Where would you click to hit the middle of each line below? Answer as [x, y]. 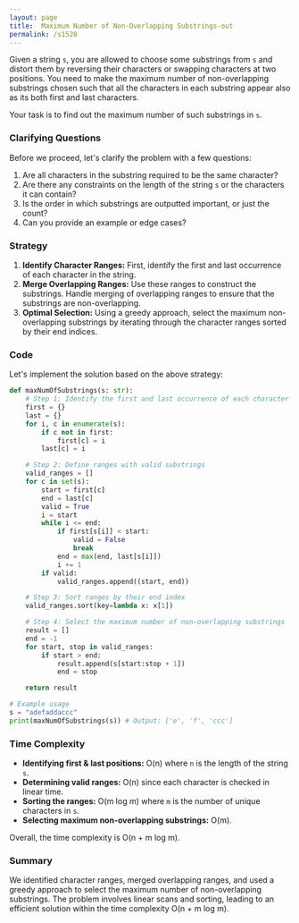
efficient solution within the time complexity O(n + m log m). [119, 909]
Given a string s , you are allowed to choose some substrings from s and [141, 60]
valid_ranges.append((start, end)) [123, 581]
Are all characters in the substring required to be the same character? [150, 174]
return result [51, 688]
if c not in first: [78, 432]
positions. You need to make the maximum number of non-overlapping [139, 79]
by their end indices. [60, 331]
